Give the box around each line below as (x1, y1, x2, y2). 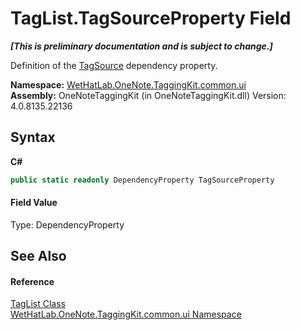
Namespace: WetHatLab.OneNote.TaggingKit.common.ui (10, 78, 247, 91)
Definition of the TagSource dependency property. (10, 59, 218, 71)
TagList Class (10, 298, 66, 310)
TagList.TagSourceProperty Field (10, 7, 292, 30)
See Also (10, 248, 67, 265)
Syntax (10, 129, 56, 146)
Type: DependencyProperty (10, 218, 125, 231)
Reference (10, 275, 55, 287)
